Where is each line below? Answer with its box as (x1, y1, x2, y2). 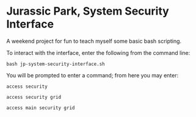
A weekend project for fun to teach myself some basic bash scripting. (6, 37, 182, 44)
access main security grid (6, 105, 75, 111)
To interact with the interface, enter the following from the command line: (6, 49, 191, 56)
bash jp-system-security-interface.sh (6, 61, 105, 67)
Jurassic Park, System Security (6, 4, 169, 18)
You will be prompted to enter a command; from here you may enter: (6, 71, 179, 79)
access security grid (6, 94, 62, 100)
